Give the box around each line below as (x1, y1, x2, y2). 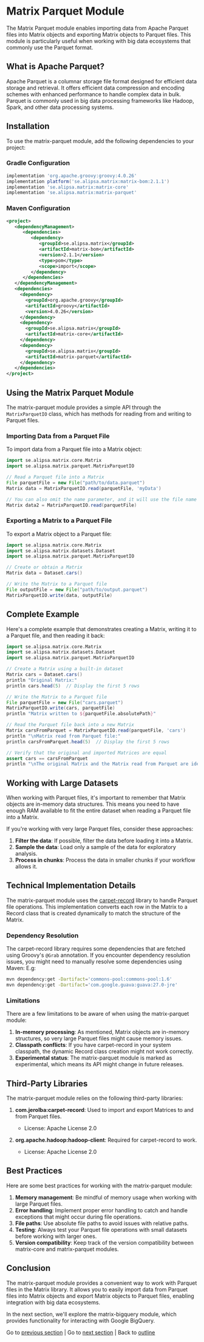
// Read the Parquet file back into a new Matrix (6, 722, 135, 728)
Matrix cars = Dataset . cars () (6, 671, 83, 677)
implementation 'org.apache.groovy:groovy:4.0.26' (6, 172, 137, 179)
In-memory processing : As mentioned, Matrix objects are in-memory (15, 1029, 189, 1036)
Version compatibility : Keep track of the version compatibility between (15, 1239, 194, 1246)
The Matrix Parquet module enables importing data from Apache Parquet (6, 24, 189, 32)
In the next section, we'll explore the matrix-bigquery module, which (6, 1310, 177, 1318)
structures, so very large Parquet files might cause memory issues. (15, 1035, 183, 1042)
